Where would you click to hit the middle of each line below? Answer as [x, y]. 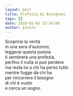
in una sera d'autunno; [27, 47]
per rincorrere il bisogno [29, 78]
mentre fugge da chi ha [28, 73]
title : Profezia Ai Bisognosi [36, 14]
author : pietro [20, 28]
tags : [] [14, 19]
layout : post [18, 10]
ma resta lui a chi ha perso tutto [37, 67]
